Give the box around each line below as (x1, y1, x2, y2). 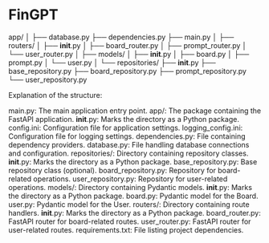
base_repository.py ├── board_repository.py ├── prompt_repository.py (8, 66, 247, 75)
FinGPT (8, 6, 59, 24)
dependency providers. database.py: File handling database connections (8, 140, 250, 149)
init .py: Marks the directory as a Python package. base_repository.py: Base (8, 156, 258, 166)
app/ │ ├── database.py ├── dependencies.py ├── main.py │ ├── (8, 32, 234, 42)
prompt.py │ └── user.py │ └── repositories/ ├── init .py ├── (8, 58, 216, 67)
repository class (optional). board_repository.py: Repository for (8, 165, 217, 175)
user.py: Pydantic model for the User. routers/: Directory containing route (8, 199, 251, 209)
